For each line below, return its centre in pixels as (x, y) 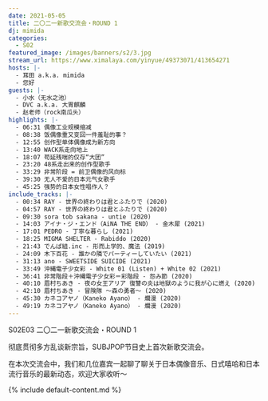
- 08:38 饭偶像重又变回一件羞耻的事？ (71, 134)
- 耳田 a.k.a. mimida (50, 75)
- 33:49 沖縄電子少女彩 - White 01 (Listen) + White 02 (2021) (118, 269)
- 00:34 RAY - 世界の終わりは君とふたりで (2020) (92, 202)
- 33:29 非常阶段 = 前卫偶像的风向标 (71, 172)
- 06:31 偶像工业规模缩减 (53, 127)
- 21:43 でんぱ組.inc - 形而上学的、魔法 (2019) (91, 247)
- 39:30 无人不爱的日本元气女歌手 (65, 180)
